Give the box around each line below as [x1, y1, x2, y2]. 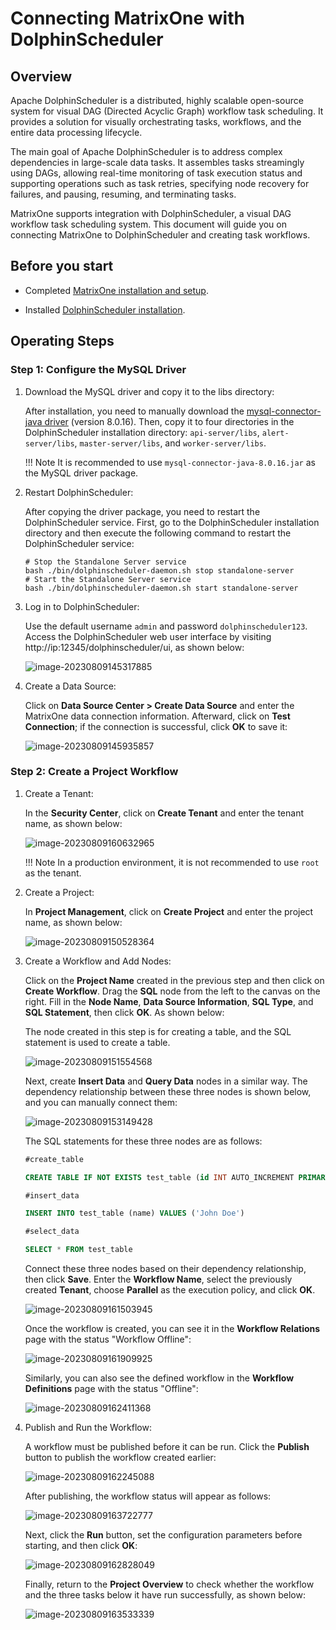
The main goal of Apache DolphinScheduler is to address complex [10, 146, 283, 157]
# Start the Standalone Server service [24, 574, 192, 584]
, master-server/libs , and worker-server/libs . [74, 437, 267, 449]
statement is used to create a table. [24, 1036, 171, 1048]
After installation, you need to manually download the [24, 405, 245, 417]
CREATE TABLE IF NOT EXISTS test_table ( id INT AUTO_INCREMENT [24, 1172, 295, 1182]
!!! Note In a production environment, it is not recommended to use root [24, 856, 320, 868]
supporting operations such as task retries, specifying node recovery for [10, 178, 310, 189]
